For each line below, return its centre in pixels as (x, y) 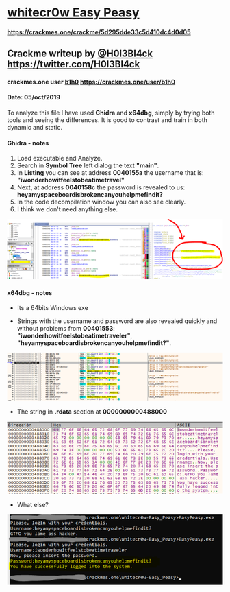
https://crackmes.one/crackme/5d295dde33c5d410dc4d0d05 (99, 32)
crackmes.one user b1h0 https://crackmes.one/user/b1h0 (91, 82)
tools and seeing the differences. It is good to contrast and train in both (107, 120)
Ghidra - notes (28, 143)
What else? (33, 504)
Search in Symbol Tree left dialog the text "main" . (88, 165)
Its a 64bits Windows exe (53, 308)
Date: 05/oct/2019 (34, 97)
